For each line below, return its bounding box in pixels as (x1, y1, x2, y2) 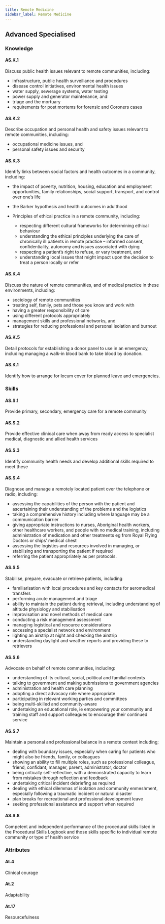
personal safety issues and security (12, 146, 85, 152)
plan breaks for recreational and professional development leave (12, 796, 143, 802)
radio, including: (5, 491, 38, 497)
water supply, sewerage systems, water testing (12, 88, 108, 94)
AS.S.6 (5, 654, 20, 660)
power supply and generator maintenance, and (12, 93, 107, 99)
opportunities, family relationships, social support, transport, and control (12, 189, 159, 195)
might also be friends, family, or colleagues (12, 754, 100, 760)
